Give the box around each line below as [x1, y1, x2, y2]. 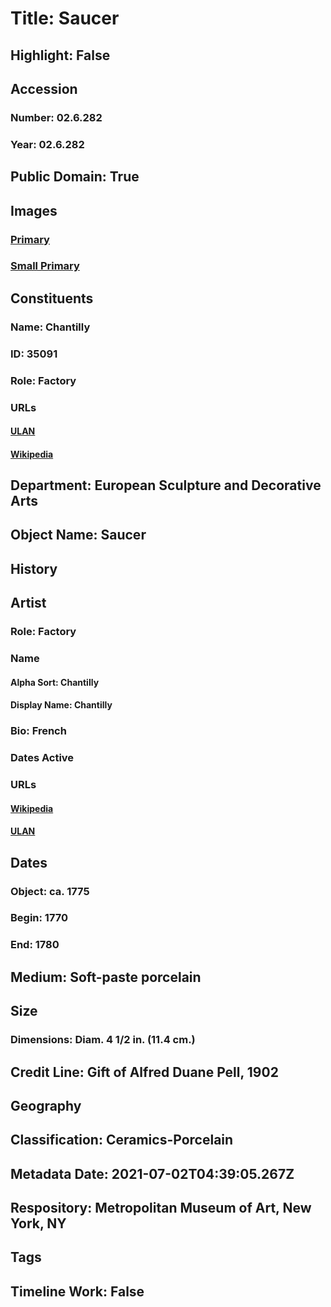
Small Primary [10, 259, 80, 273]
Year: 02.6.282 [10, 137, 85, 151]
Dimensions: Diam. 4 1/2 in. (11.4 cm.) [10, 1033, 196, 1047]
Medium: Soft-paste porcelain [10, 968, 202, 986]
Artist [10, 595, 47, 612]
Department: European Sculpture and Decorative [10, 477, 322, 494]
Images [10, 202, 58, 219]
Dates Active [10, 751, 75, 765]
